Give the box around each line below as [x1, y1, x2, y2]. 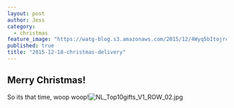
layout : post [7, 10, 45, 17]
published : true [7, 42, 54, 49]
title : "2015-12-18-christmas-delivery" [7, 49, 127, 56]
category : [7, 23, 36, 30]
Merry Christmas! [7, 74, 86, 87]
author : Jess [7, 17, 45, 24]
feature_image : [7, 36, 52, 43]
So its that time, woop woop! [7, 93, 89, 101]
